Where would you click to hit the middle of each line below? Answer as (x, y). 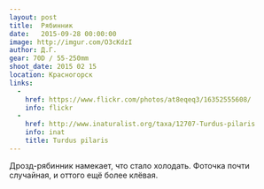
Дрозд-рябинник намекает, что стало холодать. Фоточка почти (129, 165)
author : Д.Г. (33, 50)
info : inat (45, 132)
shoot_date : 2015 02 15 (53, 67)
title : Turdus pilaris (67, 140)
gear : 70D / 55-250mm (49, 58)
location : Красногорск (51, 75)
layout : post (33, 17)
